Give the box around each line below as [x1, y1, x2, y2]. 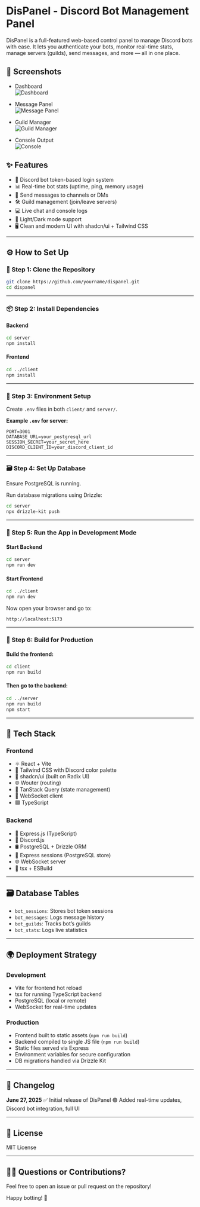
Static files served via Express [14, 1044, 89, 1052]
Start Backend [6, 543, 43, 551]
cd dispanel [6, 285, 36, 291]
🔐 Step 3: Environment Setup [6, 392, 91, 400]
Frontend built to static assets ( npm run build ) [14, 1032, 128, 1039]
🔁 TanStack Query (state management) [14, 786, 111, 793]
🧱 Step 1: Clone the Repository [6, 265, 95, 273]
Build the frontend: [6, 650, 54, 658]
